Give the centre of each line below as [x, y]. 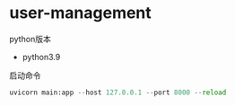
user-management [81, 13]
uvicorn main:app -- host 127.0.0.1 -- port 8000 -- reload [118, 93]
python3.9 [41, 57]
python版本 [30, 39]
